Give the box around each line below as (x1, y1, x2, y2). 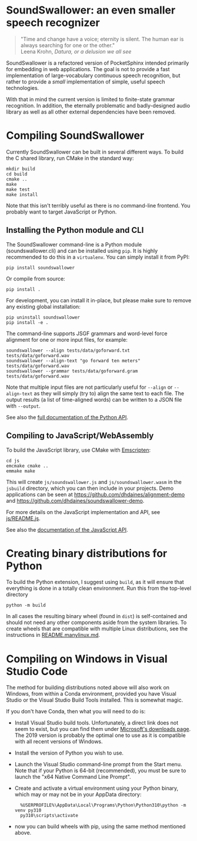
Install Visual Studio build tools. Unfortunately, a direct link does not (14, 719, 179, 726)
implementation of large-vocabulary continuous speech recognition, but (6, 72, 181, 79)
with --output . (6, 402, 41, 409)
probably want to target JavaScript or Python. (6, 208, 117, 215)
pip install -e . (6, 319, 49, 325)
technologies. (6, 84, 39, 91)
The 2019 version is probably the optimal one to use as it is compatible (14, 732, 186, 739)
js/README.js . (6, 515, 41, 522)
